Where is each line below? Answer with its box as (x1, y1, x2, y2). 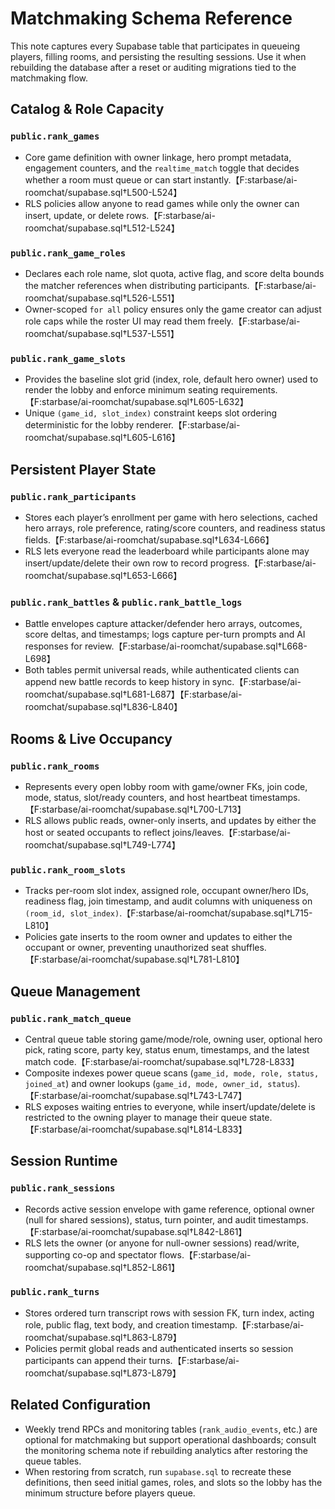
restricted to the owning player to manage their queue (24, 1111, 248, 1123)
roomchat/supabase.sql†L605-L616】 (24, 432, 181, 444)
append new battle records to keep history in (24, 676, 210, 688)
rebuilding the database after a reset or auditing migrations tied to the (10, 61, 297, 73)
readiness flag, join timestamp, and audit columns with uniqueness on (24, 895, 313, 907)
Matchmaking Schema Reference (10, 7, 293, 30)
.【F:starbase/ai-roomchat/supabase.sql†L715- (119, 907, 313, 919)
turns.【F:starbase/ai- (148, 1354, 240, 1366)
